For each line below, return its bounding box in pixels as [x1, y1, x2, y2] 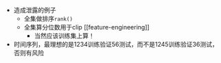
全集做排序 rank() [23, 14, 73, 23]
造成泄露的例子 [13, 6, 56, 14]
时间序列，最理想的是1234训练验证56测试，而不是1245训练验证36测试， [13, 40, 218, 48]
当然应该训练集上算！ [34, 32, 95, 40]
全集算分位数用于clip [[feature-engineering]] [23, 23, 150, 31]
